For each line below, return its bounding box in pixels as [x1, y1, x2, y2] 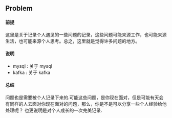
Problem [5, 4, 33, 13]
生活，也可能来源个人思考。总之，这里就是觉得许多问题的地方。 [5, 38, 140, 44]
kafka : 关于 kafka [12, 69, 51, 75]
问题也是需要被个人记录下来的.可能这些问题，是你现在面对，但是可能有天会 [5, 94, 164, 101]
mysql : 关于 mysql [12, 63, 53, 69]
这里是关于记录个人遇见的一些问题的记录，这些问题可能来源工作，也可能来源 [5, 31, 167, 37]
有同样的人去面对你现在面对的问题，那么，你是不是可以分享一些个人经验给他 [5, 101, 167, 107]
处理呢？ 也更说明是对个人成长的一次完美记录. [5, 107, 102, 113]
